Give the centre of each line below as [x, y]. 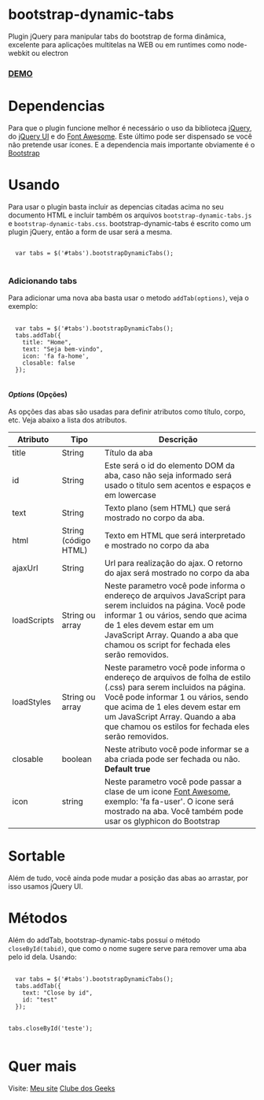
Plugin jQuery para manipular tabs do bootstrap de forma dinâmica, [117, 36]
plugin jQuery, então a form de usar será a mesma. [90, 232]
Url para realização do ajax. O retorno [174, 563]
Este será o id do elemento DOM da [170, 466]
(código [76, 541]
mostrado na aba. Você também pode [174, 812]
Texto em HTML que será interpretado [175, 536]
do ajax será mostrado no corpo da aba [177, 573]
